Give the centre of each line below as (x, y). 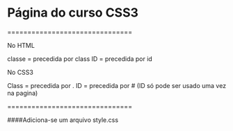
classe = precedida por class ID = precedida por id (80, 59)
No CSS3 (20, 72)
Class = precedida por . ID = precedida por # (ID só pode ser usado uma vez (117, 85)
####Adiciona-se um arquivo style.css (63, 120)
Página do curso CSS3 (73, 13)
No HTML (21, 45)
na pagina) (23, 93)
